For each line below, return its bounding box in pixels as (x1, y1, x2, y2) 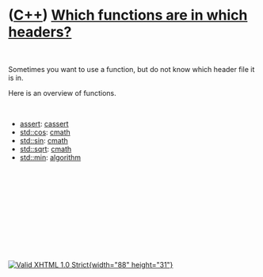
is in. (8, 73, 24, 82)
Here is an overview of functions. (8, 88, 116, 97)
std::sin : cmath (19, 135, 69, 145)
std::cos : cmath (19, 127, 71, 137)
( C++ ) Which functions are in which (8, 6, 248, 25)
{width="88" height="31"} (88, 260, 173, 269)
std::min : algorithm (19, 152, 82, 162)
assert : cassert (19, 119, 69, 128)
